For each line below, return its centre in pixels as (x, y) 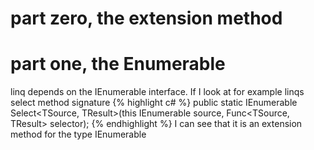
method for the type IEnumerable (78, 134)
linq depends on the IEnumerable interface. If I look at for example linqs (157, 92)
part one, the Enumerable (118, 64)
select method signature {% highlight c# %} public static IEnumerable (154, 103)
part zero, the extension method (146, 18)
